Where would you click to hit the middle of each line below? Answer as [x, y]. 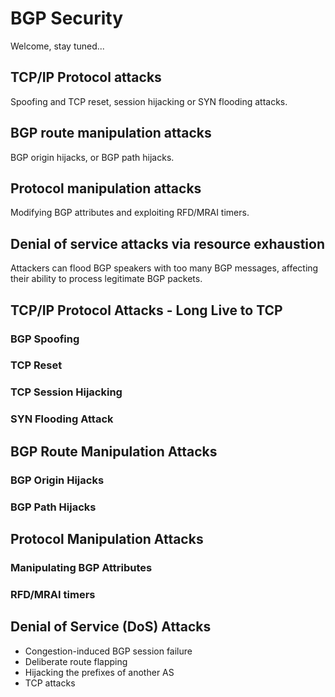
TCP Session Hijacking [66, 392]
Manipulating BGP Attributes [81, 567]
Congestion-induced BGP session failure [108, 651]
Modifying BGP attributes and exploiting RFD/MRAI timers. [130, 213]
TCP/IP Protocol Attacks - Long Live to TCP [146, 310]
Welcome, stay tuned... [57, 46]
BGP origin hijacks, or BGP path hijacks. [92, 157]
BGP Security [67, 18]
